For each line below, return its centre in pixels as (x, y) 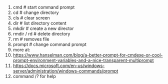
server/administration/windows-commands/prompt (65, 71)
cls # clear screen (31, 18)
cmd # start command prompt (44, 7)
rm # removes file (31, 39)
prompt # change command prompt (50, 44)
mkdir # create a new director (43, 28)
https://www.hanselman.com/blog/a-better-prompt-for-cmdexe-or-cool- (88, 55)
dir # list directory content (39, 23)
